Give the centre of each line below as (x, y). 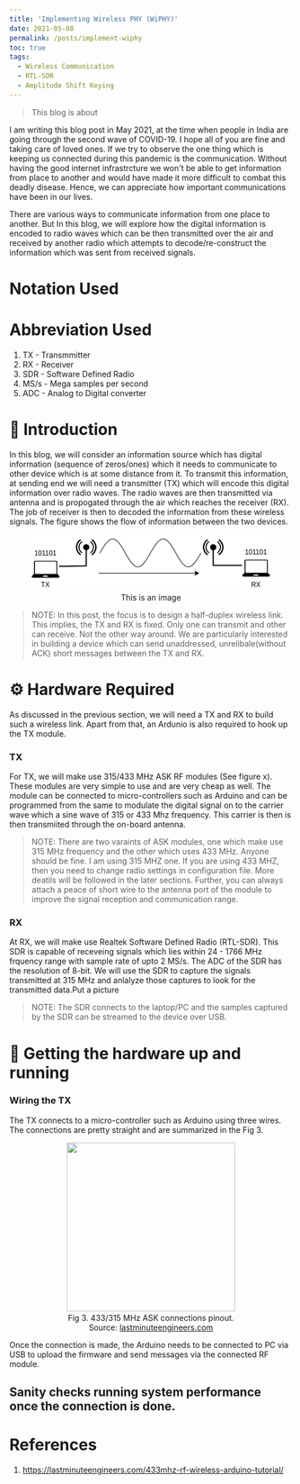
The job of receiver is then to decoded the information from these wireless (147, 511)
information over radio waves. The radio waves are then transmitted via (141, 493)
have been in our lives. (51, 196)
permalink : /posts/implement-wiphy (76, 38)
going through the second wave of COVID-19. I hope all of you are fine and (147, 139)
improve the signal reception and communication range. (135, 900)
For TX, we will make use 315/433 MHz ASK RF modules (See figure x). (141, 777)
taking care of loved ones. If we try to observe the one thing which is (137, 149)
